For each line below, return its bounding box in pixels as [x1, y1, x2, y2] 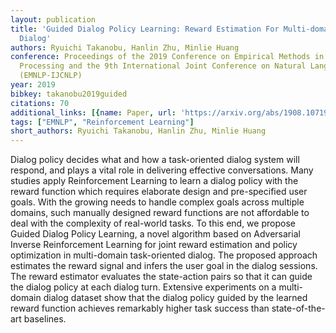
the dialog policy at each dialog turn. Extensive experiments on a [10, 281, 277, 293]
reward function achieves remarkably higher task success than [10, 302, 270, 315]
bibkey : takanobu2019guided [10, 89, 128, 99]
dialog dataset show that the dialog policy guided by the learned [43, 292, 308, 304]
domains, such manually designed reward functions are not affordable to [10, 207, 310, 219]
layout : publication [10, 14, 97, 25]
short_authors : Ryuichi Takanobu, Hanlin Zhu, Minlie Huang [10, 126, 267, 136]
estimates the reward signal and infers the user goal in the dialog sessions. [10, 260, 318, 272]
